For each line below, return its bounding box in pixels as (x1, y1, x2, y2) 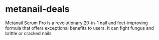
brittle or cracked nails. (5, 30, 53, 36)
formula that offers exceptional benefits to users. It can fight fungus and (5, 25, 154, 31)
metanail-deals (5, 3, 70, 15)
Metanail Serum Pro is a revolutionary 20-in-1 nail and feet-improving (5, 20, 148, 26)
